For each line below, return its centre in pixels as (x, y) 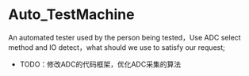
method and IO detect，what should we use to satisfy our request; (117, 47)
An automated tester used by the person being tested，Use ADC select (125, 37)
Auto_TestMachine (71, 15)
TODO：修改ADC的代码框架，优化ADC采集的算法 (100, 64)
